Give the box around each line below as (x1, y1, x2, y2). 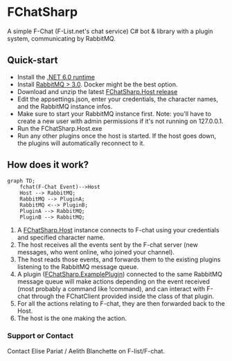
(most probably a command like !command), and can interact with (17, 284, 206, 293)
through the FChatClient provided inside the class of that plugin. (31, 292, 215, 300)
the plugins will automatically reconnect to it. (17, 139, 145, 147)
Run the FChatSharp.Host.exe (17, 124, 102, 132)
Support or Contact (7, 331, 74, 341)
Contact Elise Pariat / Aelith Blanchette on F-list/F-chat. (7, 346, 165, 355)
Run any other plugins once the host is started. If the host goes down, (17, 131, 217, 140)
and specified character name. (17, 233, 105, 241)
